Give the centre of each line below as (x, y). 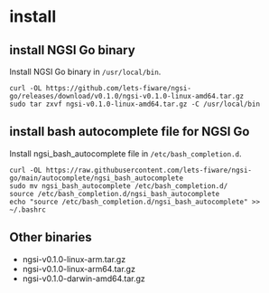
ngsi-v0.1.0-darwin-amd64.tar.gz (84, 279)
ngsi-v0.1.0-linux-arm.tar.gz (74, 259)
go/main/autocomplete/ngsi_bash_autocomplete (96, 178)
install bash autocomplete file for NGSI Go (130, 132)
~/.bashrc (28, 210)
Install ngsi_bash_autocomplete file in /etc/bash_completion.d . (125, 153)
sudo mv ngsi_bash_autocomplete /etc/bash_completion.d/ (119, 186)
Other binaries (51, 237)
